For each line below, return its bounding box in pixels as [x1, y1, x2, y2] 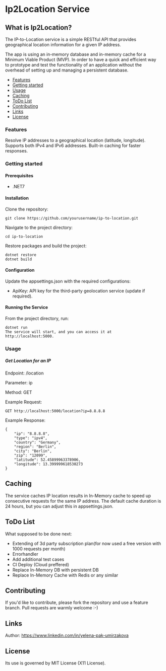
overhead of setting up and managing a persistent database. [5, 67, 129, 73]
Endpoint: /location [5, 370, 44, 376]
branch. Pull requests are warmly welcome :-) [5, 605, 98, 611]
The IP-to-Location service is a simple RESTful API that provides [5, 36, 136, 42]
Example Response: [5, 417, 46, 423]
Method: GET [5, 389, 32, 395]
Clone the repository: [5, 206, 49, 212]
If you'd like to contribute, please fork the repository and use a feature [5, 599, 149, 605]
